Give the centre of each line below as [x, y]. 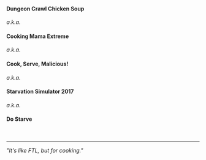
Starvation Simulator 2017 [40, 91]
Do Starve [19, 119]
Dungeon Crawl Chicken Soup [45, 9]
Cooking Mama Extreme [38, 36]
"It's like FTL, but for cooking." [45, 151]
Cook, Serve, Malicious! [37, 64]
